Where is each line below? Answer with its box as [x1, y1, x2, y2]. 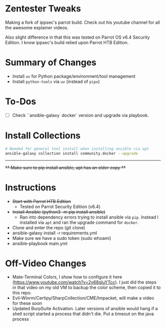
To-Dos [5, 96, 36, 107]
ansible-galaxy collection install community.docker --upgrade [5, 151, 138, 156]
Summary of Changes [5, 57, 97, 68]
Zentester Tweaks [5, 3, 82, 14]
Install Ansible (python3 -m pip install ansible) [12, 209, 106, 215]
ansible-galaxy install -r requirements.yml [12, 230, 97, 236]
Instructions [5, 182, 56, 193]
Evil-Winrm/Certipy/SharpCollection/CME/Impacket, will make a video [12, 295, 154, 301]
